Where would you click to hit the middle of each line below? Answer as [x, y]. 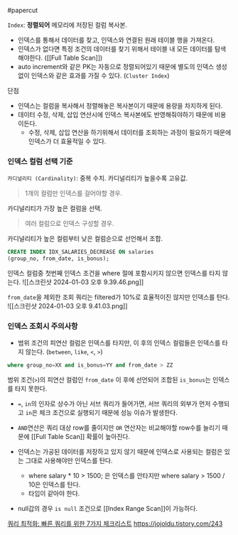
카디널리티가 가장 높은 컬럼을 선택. [55, 208]
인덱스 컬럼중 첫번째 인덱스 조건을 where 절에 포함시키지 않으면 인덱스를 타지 [114, 274]
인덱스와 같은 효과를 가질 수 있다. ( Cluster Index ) [100, 75]
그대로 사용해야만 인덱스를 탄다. [69, 460]
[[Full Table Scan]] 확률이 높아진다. [80, 437]
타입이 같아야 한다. [54, 494]
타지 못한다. [31, 389]
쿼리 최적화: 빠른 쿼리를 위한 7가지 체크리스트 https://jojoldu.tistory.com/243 [115, 524]
